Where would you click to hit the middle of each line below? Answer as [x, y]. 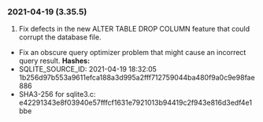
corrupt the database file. [60, 37]
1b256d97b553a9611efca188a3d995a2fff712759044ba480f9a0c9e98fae [137, 78]
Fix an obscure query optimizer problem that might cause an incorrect [132, 53]
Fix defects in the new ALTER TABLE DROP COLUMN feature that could [134, 29]
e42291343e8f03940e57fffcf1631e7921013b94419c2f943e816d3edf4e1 [135, 103]
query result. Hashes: [54, 61]
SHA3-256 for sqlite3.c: [57, 94]
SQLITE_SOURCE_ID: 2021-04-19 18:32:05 [87, 69]
